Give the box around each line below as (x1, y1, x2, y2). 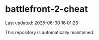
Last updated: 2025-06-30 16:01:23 (5, 20, 79, 26)
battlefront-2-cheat (5, 3, 88, 15)
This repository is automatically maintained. (5, 29, 95, 35)
